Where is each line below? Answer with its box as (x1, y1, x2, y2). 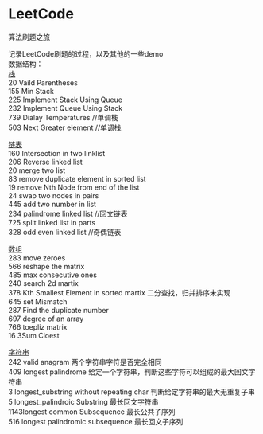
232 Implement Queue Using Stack (8, 103, 123, 112)
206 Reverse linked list (8, 157, 83, 166)
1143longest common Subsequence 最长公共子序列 (8, 407, 176, 416)
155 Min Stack (8, 86, 54, 96)
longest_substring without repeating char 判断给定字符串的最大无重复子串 (14, 387, 256, 397)
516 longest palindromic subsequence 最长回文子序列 (8, 416, 184, 426)
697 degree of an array (8, 314, 84, 323)
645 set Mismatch (8, 296, 68, 307)
